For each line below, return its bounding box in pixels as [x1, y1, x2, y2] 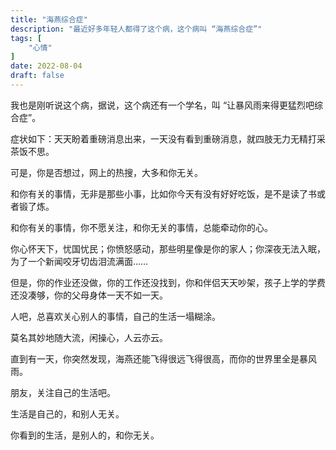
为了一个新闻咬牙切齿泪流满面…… [10, 255, 149, 267]
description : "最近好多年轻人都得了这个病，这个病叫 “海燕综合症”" [10, 24, 263, 34]
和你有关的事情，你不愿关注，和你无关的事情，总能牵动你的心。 [10, 221, 273, 233]
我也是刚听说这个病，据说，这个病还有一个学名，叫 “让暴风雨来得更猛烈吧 [10, 99, 315, 111]
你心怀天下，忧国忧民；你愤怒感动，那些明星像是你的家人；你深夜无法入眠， [10, 242, 326, 255]
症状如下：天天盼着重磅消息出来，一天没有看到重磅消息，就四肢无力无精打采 [10, 132, 326, 145]
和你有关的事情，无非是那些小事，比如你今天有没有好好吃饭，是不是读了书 [10, 187, 317, 200]
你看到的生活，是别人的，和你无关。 [10, 429, 160, 441]
